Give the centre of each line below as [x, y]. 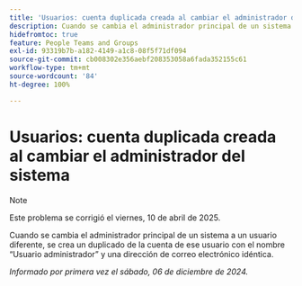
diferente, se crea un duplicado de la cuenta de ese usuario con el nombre [147, 245]
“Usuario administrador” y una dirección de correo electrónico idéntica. [142, 254]
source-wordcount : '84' [54, 76]
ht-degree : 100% [40, 85]
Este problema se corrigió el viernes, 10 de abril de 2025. [115, 218]
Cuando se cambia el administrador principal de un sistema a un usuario [143, 235]
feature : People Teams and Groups [74, 43]
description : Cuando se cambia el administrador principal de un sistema [151, 26]
